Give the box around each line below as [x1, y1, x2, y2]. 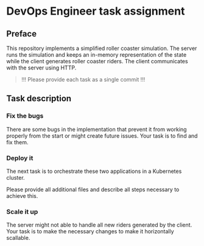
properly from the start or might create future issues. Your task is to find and [6, 132, 198, 139]
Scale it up [6, 207, 38, 216]
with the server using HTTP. [6, 64, 77, 71]
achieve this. [6, 192, 38, 199]
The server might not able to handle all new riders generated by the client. [6, 221, 192, 229]
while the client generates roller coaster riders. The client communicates [6, 58, 188, 65]
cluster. [6, 174, 26, 181]
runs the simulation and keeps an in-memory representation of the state [6, 51, 187, 58]
